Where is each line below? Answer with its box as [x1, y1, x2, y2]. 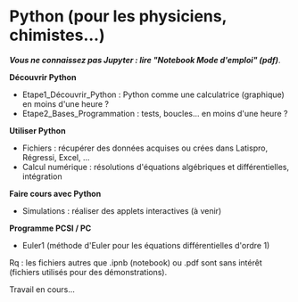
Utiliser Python [9, 125, 66, 135]
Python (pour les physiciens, [9, 6, 228, 27]
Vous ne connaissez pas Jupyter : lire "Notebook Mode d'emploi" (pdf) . [9, 54, 281, 65]
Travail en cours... [9, 283, 76, 295]
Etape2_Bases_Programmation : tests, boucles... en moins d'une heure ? [21, 108, 288, 118]
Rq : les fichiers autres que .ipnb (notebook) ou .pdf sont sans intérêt [9, 257, 262, 268]
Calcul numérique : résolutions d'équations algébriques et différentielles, [21, 161, 290, 172]
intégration [21, 171, 62, 182]
